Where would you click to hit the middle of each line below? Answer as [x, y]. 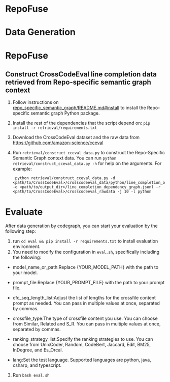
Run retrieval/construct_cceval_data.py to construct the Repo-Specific [89, 153]
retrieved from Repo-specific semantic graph [78, 82]
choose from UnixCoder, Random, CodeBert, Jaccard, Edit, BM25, [82, 345]
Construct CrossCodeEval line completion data [81, 74]
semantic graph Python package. [65, 113]
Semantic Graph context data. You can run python [64, 158]
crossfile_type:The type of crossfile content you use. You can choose [85, 318]
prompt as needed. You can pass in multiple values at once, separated [86, 303]
